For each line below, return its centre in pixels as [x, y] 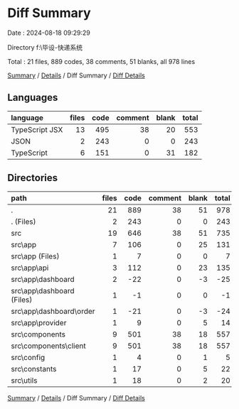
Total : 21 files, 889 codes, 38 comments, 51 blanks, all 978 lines [101, 61]
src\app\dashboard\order [53, 311]
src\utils [24, 380]
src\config [28, 357]
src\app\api [30, 268]
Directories [33, 178]
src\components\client [49, 346]
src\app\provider [39, 322]
